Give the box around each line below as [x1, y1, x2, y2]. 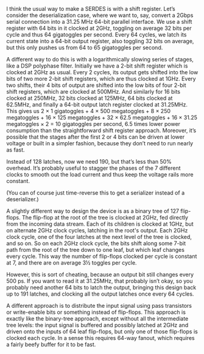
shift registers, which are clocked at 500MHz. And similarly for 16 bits [6, 88, 181, 95]
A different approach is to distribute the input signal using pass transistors [6, 302, 192, 309]
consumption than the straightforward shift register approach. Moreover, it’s [6, 127, 197, 134]
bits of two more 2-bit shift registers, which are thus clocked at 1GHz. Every [6, 75, 196, 82]
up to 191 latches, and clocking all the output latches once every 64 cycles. [6, 290, 194, 297]
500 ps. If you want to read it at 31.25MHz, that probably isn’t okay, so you [6, 277, 193, 285]
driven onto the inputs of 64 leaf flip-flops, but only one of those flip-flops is [6, 328, 198, 335]
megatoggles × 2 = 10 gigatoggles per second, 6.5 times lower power [6, 120, 181, 127]
